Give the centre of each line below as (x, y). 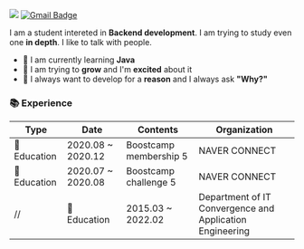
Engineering (224, 231)
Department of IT (235, 197)
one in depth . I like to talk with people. (81, 42)
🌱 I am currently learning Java (79, 60)
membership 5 (157, 157)
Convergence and (237, 208)
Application (223, 220)
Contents (158, 129)
